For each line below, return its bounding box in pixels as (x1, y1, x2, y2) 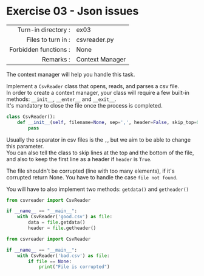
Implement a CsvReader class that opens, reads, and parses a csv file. (6, 82, 180, 89)
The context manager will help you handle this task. (6, 71, 135, 78)
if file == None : (28, 258, 72, 264)
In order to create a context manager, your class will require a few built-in (6, 89, 190, 96)
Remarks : (41, 55, 71, 63)
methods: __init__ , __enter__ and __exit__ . (6, 95, 117, 103)
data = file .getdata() (28, 219, 86, 226)
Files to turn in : (26, 35, 71, 44)
